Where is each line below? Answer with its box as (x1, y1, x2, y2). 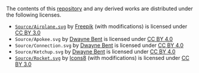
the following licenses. (6, 11, 62, 18)
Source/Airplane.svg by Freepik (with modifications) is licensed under (14, 23, 188, 30)
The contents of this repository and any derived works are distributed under (6, 5, 193, 12)
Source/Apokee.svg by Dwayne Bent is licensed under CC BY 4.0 (14, 36, 173, 42)
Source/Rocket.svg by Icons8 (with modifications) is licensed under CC (14, 55, 189, 61)
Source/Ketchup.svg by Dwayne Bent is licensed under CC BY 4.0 (14, 48, 176, 55)
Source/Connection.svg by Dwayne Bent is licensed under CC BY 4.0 (14, 42, 184, 49)
